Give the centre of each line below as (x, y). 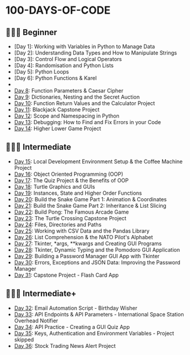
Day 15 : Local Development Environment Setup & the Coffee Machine (98, 161)
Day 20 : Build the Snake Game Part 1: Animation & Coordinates (90, 199)
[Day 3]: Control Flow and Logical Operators (68, 59)
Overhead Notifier (36, 321)
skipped (24, 340)
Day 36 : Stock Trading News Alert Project (65, 346)
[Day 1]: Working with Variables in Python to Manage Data (84, 46)
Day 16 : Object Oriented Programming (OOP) (69, 174)
